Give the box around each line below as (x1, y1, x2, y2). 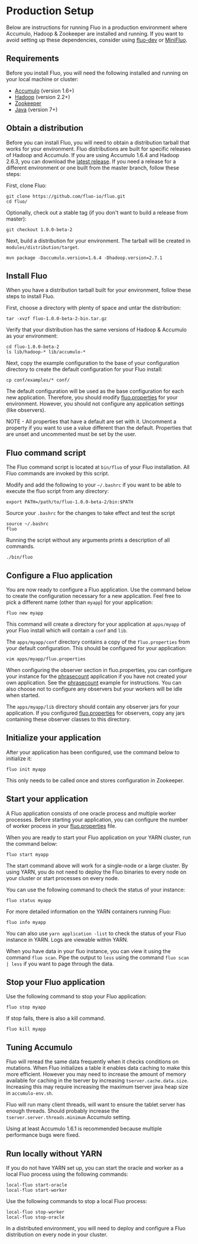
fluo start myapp (6, 852, 49, 858)
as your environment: (6, 332, 58, 340)
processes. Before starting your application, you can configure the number (6, 816, 188, 823)
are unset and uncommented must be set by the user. (6, 431, 137, 438)
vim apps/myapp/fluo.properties (6, 656, 86, 662)
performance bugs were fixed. (6, 1131, 80, 1139)
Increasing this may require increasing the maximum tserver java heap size (6, 1083, 189, 1091)
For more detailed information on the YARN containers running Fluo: (6, 908, 171, 915)
